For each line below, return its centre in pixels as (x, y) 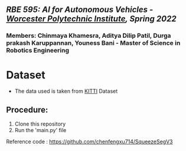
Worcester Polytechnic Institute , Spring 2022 (91, 19)
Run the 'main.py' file (40, 130)
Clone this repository (40, 124)
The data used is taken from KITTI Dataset (66, 91)
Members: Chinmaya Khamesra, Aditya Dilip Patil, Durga (89, 36)
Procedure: (27, 109)
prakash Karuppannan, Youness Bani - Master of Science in (93, 43)
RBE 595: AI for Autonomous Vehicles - (80, 10)
